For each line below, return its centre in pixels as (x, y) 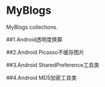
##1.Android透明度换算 (34, 39)
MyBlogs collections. (32, 27)
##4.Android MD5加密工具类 (41, 77)
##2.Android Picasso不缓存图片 (45, 52)
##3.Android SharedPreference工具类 (53, 65)
